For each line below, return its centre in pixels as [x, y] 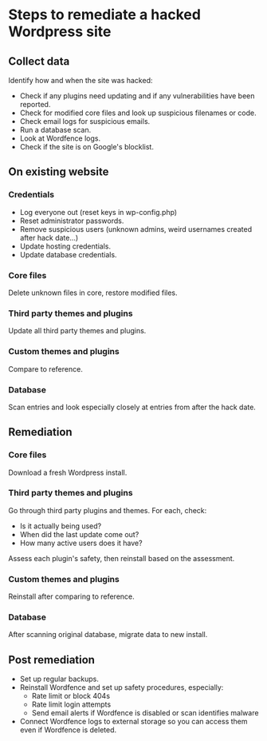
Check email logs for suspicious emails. [85, 121]
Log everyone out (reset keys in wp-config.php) [98, 212]
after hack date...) [49, 237]
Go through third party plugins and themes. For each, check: [108, 510]
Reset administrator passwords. [72, 221]
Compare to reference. [46, 369]
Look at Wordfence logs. [60, 138]
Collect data [39, 61]
